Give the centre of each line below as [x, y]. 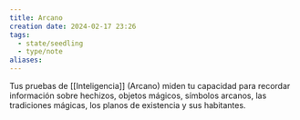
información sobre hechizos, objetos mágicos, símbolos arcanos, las [138, 95]
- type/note [41, 52]
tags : [20, 35]
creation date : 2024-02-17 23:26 [73, 26]
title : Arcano [36, 18]
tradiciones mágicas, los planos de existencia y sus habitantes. [128, 105]
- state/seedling [51, 43]
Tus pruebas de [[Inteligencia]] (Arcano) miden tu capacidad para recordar [150, 86]
